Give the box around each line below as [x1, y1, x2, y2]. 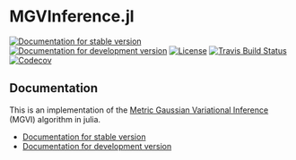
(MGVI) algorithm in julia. [9, 114, 101, 124]
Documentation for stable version [22, 131, 146, 142]
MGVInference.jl [9, 6, 135, 27]
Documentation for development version [22, 140, 172, 151]
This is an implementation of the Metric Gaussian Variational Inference [9, 105, 269, 115]
